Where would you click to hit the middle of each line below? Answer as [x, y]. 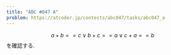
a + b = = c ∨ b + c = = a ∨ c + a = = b [103, 35]
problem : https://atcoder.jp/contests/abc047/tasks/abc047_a [86, 18]
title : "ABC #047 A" [33, 12]
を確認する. [21, 45]
